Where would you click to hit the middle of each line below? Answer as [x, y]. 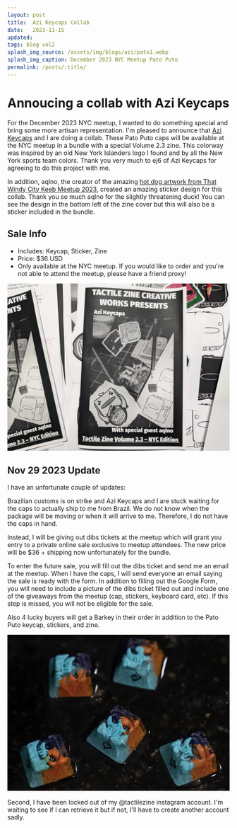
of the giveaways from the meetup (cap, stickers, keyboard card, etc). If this [118, 596]
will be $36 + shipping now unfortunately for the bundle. [89, 553]
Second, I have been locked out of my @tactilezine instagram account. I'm [115, 803]
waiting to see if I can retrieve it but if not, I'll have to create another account [118, 810]
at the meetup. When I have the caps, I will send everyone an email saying [115, 574]
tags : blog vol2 [31, 45]
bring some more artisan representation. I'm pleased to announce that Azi [115, 130]
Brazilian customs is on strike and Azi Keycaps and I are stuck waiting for [114, 501]
